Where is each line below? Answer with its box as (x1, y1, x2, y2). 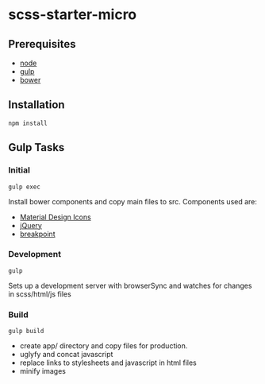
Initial (8, 165, 30, 176)
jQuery (19, 220, 42, 230)
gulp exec (8, 183, 41, 191)
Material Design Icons (19, 212, 91, 222)
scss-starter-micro (8, 6, 137, 24)
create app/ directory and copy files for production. (19, 341, 188, 351)
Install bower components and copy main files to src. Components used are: (8, 196, 258, 206)
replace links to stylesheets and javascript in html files (19, 358, 197, 367)
